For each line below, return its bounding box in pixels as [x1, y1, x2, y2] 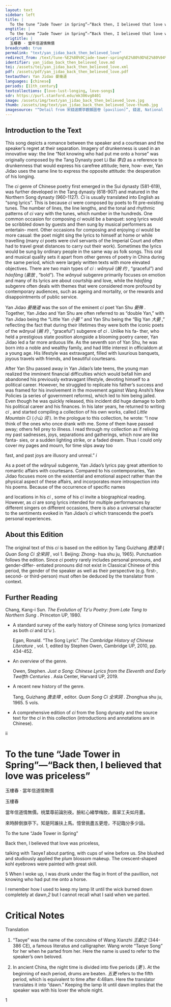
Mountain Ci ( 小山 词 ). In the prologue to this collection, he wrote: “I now [5, 415, 158, 421]
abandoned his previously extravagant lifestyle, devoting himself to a [5, 376, 150, 382]
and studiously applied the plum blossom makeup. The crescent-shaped [5, 856, 157, 862]
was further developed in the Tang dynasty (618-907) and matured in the [5, 189, 158, 195]
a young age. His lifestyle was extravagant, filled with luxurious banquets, [5, 350, 160, 356]
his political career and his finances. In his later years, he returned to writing [5, 403, 164, 409]
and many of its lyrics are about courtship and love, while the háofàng [5, 277, 152, 284]
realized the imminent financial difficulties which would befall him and [5, 371, 151, 377]
